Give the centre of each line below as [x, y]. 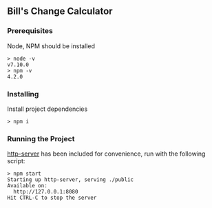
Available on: [28, 186]
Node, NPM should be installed [51, 46]
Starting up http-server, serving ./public [71, 180]
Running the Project [41, 138]
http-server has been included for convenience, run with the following [106, 154]
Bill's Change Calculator [60, 11]
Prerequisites [30, 31]
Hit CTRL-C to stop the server [52, 198]
